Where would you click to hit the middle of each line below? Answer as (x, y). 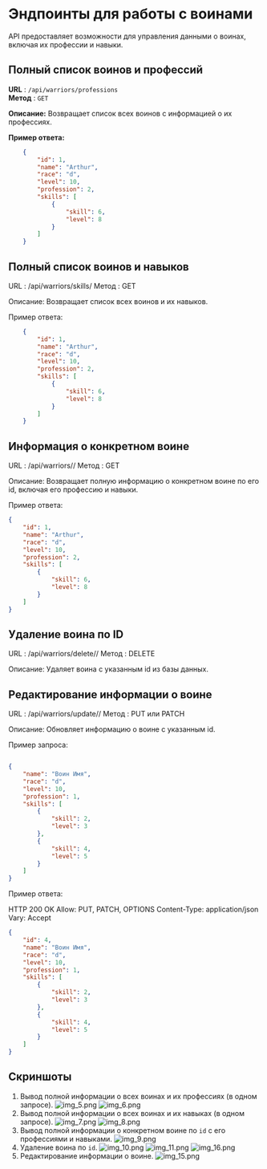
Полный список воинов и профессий (105, 70)
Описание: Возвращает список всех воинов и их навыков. (108, 301)
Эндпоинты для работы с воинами (131, 14)
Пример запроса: (38, 745)
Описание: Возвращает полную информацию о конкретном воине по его (134, 481)
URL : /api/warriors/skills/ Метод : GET (72, 286)
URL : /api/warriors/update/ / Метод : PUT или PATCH (97, 714)
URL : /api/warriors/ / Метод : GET (64, 465)
